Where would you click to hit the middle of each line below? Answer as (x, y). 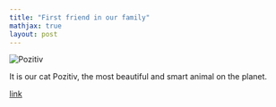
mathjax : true (36, 26)
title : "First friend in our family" (80, 17)
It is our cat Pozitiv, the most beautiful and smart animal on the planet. (138, 77)
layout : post (34, 34)
